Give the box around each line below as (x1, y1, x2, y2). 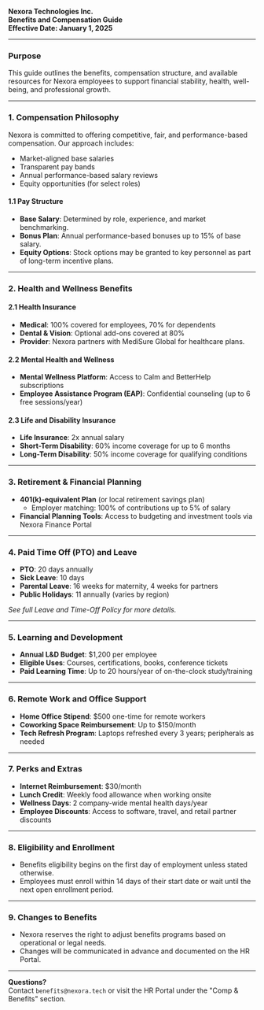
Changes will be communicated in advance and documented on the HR (19, 946, 250, 956)
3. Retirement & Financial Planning (8, 476, 141, 487)
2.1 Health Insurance (8, 302, 76, 312)
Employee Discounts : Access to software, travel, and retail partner (19, 806, 237, 816)
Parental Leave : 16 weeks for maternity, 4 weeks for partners (19, 581, 218, 590)
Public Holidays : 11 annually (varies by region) (19, 590, 170, 599)
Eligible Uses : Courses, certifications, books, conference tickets (19, 658, 229, 668)
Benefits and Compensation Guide (8, 15, 123, 24)
